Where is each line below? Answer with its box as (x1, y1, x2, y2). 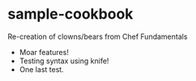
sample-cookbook (7, 5, 134, 23)
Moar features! (19, 47, 70, 57)
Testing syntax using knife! (19, 56, 109, 66)
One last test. (19, 64, 64, 74)
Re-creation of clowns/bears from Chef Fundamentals (7, 32, 188, 41)
